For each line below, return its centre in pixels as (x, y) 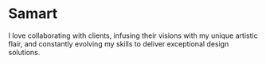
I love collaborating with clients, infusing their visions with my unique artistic (133, 35)
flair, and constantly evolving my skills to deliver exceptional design (119, 43)
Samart (33, 14)
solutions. (24, 52)
